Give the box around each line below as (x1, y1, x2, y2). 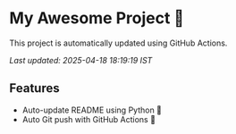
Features (9, 80, 60, 96)
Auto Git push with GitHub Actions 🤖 (21, 113, 156, 124)
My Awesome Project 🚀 (9, 8, 185, 29)
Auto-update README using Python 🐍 (21, 105, 163, 115)
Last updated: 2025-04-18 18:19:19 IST (9, 54, 153, 65)
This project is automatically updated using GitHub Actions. (9, 38, 228, 48)
